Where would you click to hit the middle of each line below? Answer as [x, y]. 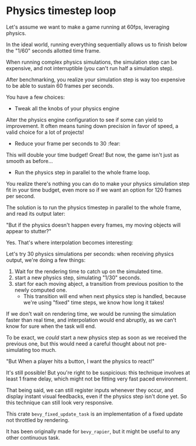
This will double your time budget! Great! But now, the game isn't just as [93, 155]
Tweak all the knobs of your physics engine [67, 108]
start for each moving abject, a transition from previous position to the [99, 283]
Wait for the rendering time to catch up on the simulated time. [89, 271]
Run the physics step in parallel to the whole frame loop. [82, 172]
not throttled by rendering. [38, 420]
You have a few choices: [36, 97]
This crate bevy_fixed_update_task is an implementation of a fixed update [94, 414]
